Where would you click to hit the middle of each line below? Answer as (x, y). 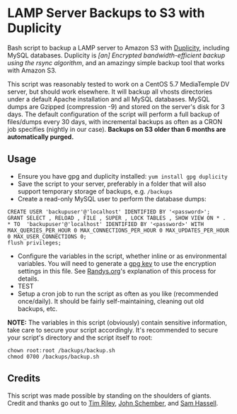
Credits (24, 378)
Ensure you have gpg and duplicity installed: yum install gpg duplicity (122, 176)
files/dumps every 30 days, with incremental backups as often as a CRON (115, 121)
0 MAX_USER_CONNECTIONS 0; (47, 236)
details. (28, 279)
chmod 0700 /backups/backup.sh (53, 357)
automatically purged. (41, 137)
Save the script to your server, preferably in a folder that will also (112, 184)
